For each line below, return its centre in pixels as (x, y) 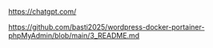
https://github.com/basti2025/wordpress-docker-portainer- (106, 27)
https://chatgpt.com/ (42, 12)
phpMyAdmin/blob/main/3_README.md (74, 36)
